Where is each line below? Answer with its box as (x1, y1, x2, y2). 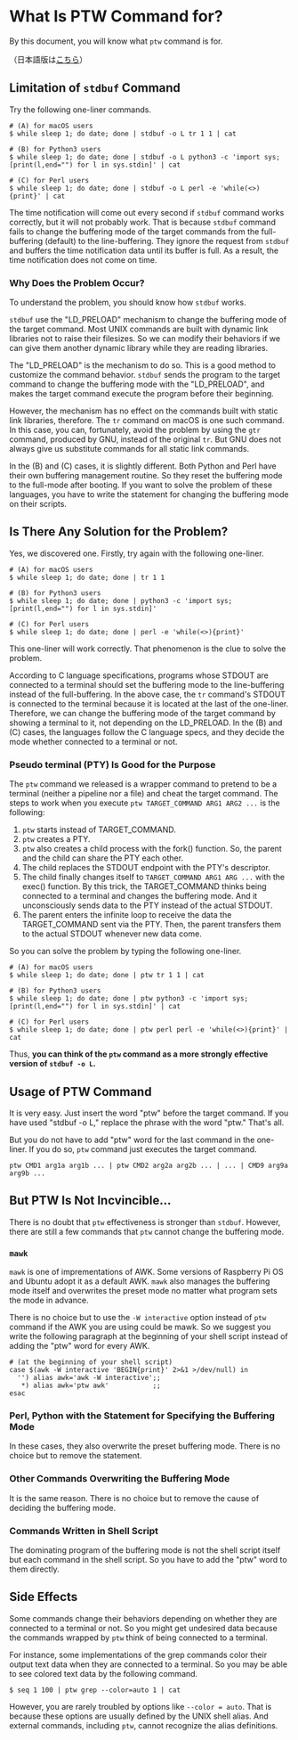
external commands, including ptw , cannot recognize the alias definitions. (9, 1720, 278, 1730)
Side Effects (9, 1589, 78, 1605)
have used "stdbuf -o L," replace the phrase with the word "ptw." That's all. (9, 1116, 285, 1128)
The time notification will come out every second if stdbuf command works (9, 207, 285, 217)
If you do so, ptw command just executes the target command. (28, 1143, 257, 1155)
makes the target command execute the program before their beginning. (9, 388, 274, 399)
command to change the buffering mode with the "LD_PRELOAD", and (9, 379, 265, 389)
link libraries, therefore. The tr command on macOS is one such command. (9, 415, 285, 426)
